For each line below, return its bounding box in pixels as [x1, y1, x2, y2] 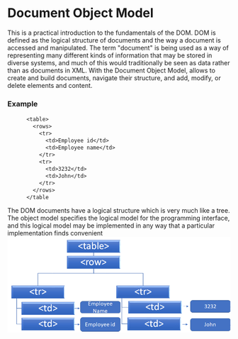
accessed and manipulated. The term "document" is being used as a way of [7, 43, 229, 52]
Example [7, 99, 38, 109]
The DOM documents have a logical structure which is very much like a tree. [7, 206, 230, 215]
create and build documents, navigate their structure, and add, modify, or [7, 73, 221, 82]
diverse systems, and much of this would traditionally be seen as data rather [7, 58, 230, 67]
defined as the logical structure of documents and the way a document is [7, 35, 221, 44]
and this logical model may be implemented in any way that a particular [7, 221, 215, 230]
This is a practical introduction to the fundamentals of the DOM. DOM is [7, 28, 216, 37]
